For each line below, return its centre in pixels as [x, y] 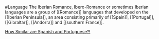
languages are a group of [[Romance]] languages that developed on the [77, 12]
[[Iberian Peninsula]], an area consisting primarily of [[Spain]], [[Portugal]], [80, 17]
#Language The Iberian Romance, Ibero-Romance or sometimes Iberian [77, 7]
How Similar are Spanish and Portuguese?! [48, 32]
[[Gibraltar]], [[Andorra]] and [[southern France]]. [54, 22]
